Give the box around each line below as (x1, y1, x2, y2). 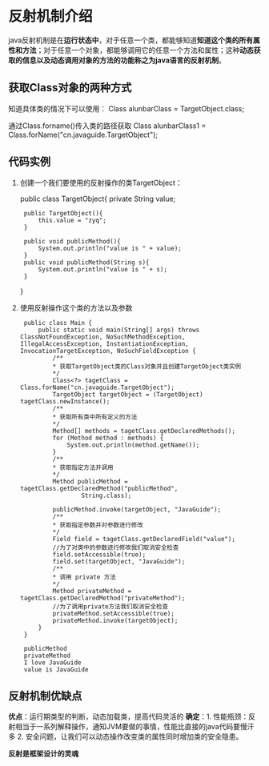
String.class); (81, 491, 132, 499)
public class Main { (23, 319, 92, 327)
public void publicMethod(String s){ (23, 258, 150, 267)
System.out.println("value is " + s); (38, 265, 168, 273)
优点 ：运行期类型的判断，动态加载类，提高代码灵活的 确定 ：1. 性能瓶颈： (8, 712, 249, 721)
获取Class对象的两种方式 (8, 81, 132, 94)
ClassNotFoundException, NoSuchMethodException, (19, 333, 186, 341)
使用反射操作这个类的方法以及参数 (19, 303, 133, 312)
